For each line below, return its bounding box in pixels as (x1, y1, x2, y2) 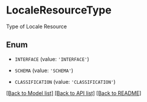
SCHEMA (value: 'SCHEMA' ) (14, 67, 74, 74)
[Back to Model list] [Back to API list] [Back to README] (6, 89, 142, 97)
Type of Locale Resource (6, 23, 67, 30)
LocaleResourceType (6, 4, 112, 17)
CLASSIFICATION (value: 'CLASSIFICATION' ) (14, 78, 116, 85)
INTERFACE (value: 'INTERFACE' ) (14, 55, 90, 62)
